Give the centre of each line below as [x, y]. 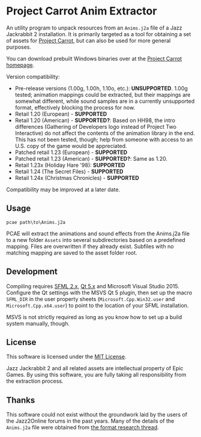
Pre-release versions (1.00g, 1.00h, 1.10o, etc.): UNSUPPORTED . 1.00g [101, 88]
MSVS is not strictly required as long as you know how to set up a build [94, 317]
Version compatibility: [33, 76]
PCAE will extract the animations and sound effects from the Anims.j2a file [98, 234]
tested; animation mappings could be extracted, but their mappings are [103, 95]
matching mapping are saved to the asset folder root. [72, 253]
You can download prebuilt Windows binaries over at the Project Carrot [94, 58]
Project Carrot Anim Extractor [82, 11]
